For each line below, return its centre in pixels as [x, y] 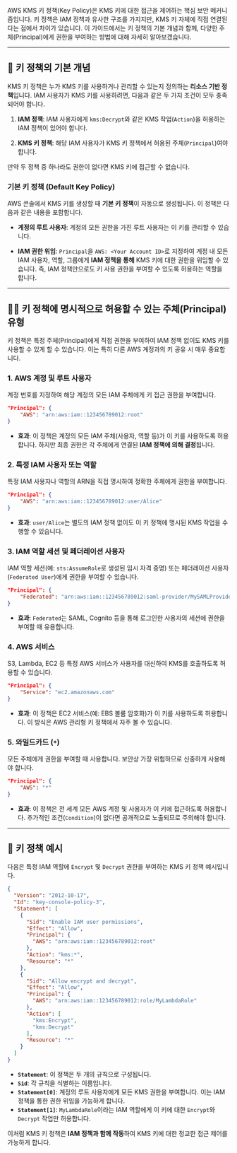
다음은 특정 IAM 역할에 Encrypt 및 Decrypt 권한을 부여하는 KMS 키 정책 [106, 867]
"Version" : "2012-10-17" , [52, 896]
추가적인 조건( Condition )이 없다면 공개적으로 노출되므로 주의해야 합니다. [126, 817]
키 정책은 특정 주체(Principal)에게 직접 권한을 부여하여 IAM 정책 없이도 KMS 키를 [118, 340]
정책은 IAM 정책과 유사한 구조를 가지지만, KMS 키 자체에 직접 [125, 19]
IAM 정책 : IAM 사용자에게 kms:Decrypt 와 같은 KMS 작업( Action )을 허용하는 [121, 119]
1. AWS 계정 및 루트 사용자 [49, 378]
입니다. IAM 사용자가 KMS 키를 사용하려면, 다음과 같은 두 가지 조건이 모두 [114, 95]
